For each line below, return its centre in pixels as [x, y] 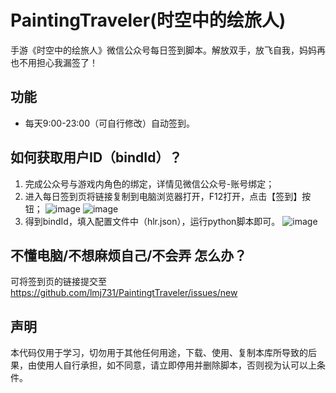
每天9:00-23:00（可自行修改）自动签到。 [110, 123]
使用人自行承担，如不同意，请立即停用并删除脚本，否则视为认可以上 [176, 365]
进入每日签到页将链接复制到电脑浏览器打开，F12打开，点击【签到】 [163, 196]
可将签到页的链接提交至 [58, 282]
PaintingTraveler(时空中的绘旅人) [148, 20]
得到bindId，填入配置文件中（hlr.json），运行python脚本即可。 [152, 221]
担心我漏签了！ [67, 62]
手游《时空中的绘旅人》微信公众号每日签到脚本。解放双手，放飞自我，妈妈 [163, 50]
